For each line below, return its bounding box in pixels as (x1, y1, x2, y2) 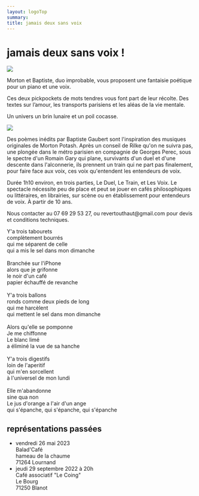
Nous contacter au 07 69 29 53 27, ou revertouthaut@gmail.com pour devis (7, 210, 193, 217)
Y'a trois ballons (7, 291, 47, 299)
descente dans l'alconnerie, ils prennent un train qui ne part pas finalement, (7, 161, 193, 169)
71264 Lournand (15, 459, 56, 466)
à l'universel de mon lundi (7, 374, 71, 381)
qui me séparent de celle (7, 241, 68, 248)
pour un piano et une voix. (7, 83, 71, 91)
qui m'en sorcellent (7, 368, 54, 375)
